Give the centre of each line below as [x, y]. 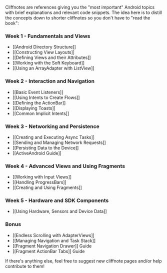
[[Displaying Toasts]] [34, 108]
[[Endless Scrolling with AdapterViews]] [53, 235]
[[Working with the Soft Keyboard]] [48, 63]
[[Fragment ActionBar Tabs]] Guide [48, 251]
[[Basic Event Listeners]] [38, 92]
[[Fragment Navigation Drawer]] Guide [52, 246]
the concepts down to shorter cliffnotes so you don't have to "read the [78, 18]
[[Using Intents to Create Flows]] [46, 97]
